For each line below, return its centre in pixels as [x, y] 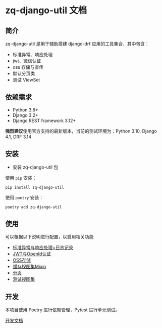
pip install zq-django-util [35, 187]
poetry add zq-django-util [34, 207]
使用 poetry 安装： [24, 197]
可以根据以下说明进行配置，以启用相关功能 [49, 237]
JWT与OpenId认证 [32, 254]
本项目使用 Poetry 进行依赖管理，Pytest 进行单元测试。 [63, 310]
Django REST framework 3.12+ [44, 120]
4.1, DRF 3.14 [18, 137]
